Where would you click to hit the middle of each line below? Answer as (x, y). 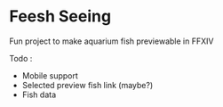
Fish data (39, 95)
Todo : (21, 58)
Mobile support (50, 75)
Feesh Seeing (60, 16)
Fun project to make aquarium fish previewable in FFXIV (111, 41)
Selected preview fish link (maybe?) (88, 85)
